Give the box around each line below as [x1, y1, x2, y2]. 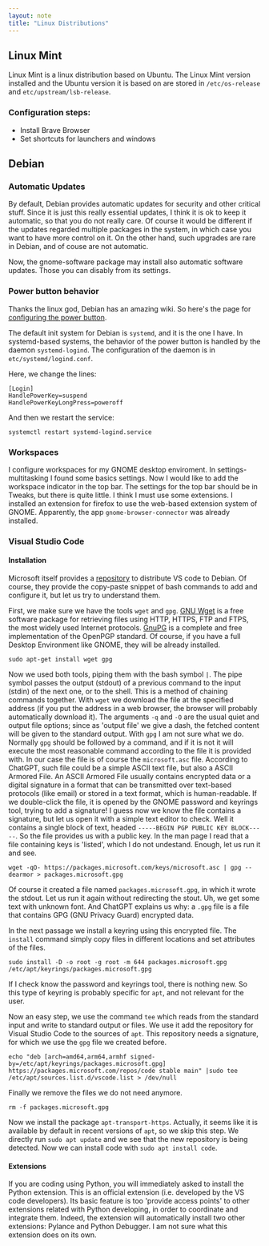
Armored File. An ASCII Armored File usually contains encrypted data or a [8, 772, 251, 782]
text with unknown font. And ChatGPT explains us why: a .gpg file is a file [8, 902, 250, 911]
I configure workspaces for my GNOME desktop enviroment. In [8, 464, 216, 474]
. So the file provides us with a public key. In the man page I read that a [15, 831, 250, 841]
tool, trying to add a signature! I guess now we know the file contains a [8, 806, 242, 815]
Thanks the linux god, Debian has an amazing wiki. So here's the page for [8, 303, 251, 313]
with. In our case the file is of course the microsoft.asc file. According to [8, 754, 248, 765]
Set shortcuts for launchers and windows [19, 134, 156, 143]
